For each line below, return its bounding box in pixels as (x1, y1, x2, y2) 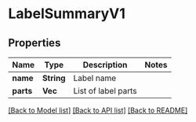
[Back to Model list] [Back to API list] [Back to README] (8, 105, 188, 115)
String (42, 72, 66, 83)
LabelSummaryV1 (8, 5, 125, 23)
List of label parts (73, 86, 137, 96)
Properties (8, 36, 61, 50)
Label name (73, 72, 117, 83)
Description (82, 60, 128, 70)
